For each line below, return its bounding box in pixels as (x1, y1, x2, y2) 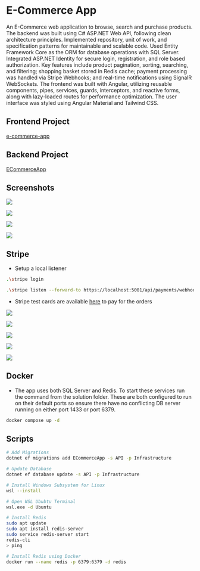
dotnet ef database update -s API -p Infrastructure (6, 471, 140, 477)
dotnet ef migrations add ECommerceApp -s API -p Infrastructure (6, 455, 171, 461)
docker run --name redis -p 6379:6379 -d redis (6, 558, 127, 565)
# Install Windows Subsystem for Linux (6, 482, 105, 488)
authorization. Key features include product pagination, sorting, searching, (6, 61, 189, 69)
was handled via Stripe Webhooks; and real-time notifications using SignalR (6, 74, 192, 81)
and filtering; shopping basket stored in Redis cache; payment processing (6, 67, 187, 75)
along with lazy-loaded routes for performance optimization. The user (6, 93, 177, 100)
